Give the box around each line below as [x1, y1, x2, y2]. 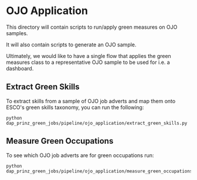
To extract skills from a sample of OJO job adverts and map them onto [6, 97, 176, 104]
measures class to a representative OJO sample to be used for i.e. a [6, 59, 170, 66]
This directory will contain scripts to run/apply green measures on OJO [6, 23, 178, 30]
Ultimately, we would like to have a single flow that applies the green [6, 52, 171, 59]
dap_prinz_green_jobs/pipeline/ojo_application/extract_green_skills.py [6, 120, 188, 126]
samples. [6, 29, 28, 36]
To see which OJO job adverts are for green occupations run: [6, 151, 154, 159]
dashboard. [6, 64, 34, 72]
